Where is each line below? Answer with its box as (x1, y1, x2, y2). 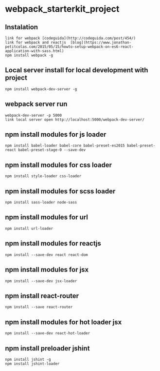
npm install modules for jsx (5, 266, 89, 274)
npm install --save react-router (5, 305, 73, 309)
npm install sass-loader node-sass (5, 200, 77, 205)
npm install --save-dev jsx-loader (5, 278, 77, 284)
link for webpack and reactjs (5, 40, 67, 45)
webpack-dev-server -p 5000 (5, 113, 62, 118)
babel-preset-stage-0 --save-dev (18, 147, 86, 152)
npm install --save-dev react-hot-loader (5, 331, 90, 336)
